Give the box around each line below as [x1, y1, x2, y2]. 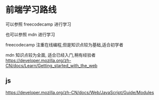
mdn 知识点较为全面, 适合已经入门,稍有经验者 [5, 52, 96, 58]
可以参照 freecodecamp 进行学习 [5, 21, 72, 27]
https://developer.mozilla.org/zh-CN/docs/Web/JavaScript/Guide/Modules [5, 89, 154, 95]
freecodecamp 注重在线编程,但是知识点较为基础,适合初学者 [5, 42, 124, 47]
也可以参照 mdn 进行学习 [5, 31, 55, 37]
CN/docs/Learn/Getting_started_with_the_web [5, 62, 97, 68]
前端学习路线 [5, 4, 57, 15]
